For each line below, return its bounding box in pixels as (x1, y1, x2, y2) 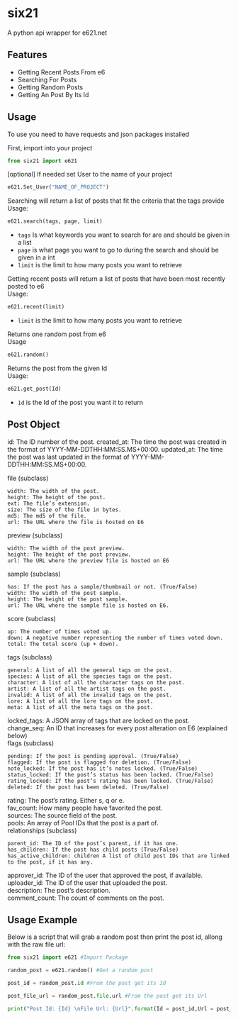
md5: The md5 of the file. (7, 512, 87, 519)
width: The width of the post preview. (7, 545, 125, 552)
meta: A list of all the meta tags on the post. (7, 703, 154, 711)
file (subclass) (7, 474, 49, 482)
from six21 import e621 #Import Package (7, 954, 129, 962)
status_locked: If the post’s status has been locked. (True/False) (7, 771, 214, 778)
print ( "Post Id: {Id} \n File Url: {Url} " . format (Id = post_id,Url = (7, 1005, 214, 1012)
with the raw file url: (7, 940, 66, 949)
